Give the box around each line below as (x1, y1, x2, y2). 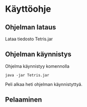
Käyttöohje (5, 3, 52, 15)
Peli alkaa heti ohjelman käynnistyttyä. (5, 81, 83, 87)
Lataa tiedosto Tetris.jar (5, 36, 53, 42)
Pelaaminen (5, 96, 42, 104)
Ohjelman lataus (5, 23, 57, 31)
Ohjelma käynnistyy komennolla (5, 63, 70, 69)
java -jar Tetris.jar (5, 73, 50, 78)
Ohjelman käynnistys (5, 50, 72, 58)
